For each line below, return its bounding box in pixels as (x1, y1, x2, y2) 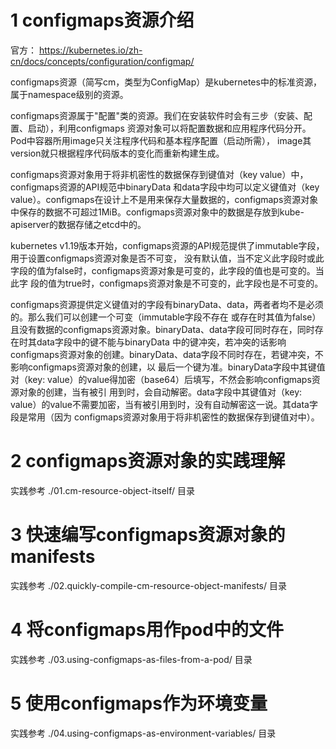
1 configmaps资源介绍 (10, 9, 195, 32)
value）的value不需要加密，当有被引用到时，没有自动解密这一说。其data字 (10, 398, 318, 410)
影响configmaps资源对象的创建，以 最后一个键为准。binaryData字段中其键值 (10, 361, 326, 373)
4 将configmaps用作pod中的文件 (10, 619, 284, 641)
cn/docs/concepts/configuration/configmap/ (10, 55, 195, 67)
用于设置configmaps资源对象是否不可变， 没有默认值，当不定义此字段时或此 (10, 252, 325, 264)
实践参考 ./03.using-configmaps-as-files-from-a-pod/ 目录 (10, 653, 253, 665)
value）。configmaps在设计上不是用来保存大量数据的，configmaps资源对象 (10, 193, 319, 205)
